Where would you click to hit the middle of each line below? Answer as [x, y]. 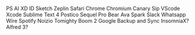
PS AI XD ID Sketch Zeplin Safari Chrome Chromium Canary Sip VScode [93, 8]
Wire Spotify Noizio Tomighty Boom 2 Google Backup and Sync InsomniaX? [97, 21]
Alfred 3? [17, 27]
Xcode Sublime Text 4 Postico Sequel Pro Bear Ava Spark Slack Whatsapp [96, 15]
